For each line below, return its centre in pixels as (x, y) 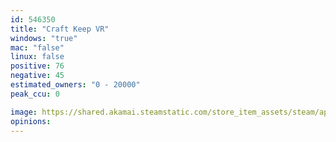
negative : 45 (37, 76)
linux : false (37, 57)
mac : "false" (37, 47)
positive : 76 (37, 66)
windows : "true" (44, 38)
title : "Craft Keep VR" (60, 29)
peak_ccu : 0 (35, 94)
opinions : (31, 121)
